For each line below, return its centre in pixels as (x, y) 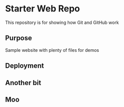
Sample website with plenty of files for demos (52, 50)
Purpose (19, 38)
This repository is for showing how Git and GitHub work (62, 22)
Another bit (23, 83)
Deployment (25, 66)
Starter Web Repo (43, 9)
